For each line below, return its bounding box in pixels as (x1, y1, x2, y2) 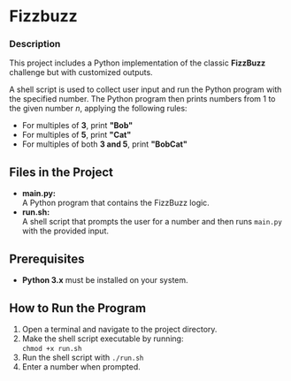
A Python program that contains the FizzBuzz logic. (21, 197, 210, 209)
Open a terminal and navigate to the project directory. (21, 324, 218, 334)
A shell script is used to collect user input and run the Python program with (9, 84, 282, 95)
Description (9, 38, 61, 50)
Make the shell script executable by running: (21, 333, 184, 344)
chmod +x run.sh (21, 344, 82, 353)
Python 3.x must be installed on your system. (21, 275, 188, 286)
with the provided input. (21, 225, 109, 236)
